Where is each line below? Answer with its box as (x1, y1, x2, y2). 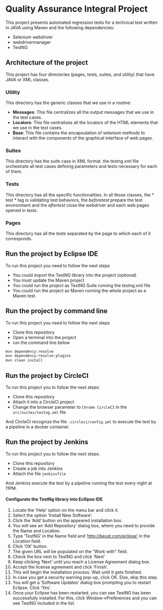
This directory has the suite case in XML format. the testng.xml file (5, 158, 139, 164)
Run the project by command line (5, 307, 108, 315)
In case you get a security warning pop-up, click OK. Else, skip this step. (12, 574, 158, 580)
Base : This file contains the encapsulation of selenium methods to (12, 130, 145, 136)
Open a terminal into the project (12, 334, 76, 340)
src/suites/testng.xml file (12, 410, 66, 415)
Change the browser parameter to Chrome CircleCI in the (12, 404, 127, 410)
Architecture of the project (5, 58, 88, 67)
